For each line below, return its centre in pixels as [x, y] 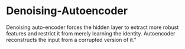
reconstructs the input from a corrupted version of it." [72, 40]
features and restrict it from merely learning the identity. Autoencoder [91, 33]
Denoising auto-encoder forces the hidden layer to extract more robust [92, 27]
